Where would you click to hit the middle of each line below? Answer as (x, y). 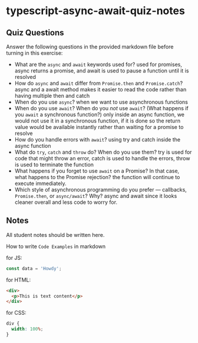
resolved (25, 77)
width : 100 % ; (27, 329)
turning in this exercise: (34, 53)
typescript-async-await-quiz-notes (96, 11)
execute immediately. (40, 183)
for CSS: (16, 313)
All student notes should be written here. (55, 235)
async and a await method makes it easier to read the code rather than (100, 89)
